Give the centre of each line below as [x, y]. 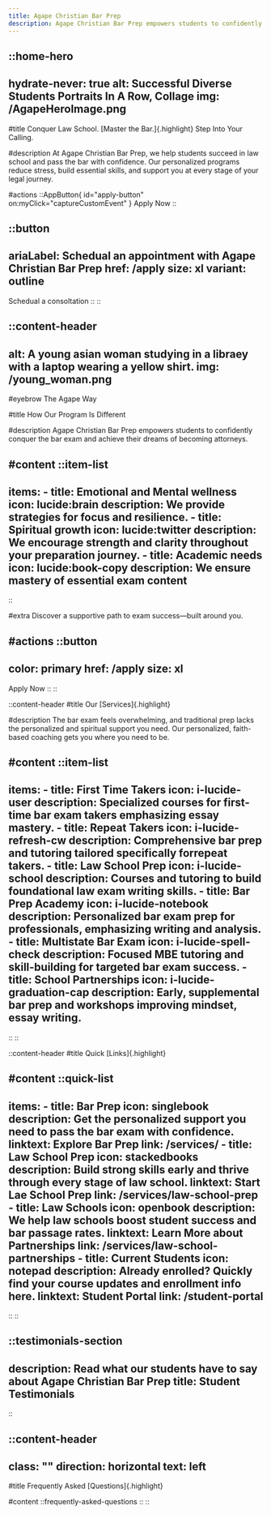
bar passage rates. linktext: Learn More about [126, 1233]
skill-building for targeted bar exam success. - [128, 967]
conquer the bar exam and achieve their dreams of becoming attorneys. [128, 439]
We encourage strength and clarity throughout [129, 543]
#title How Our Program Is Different [67, 415]
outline [26, 282]
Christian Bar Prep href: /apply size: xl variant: [127, 269]
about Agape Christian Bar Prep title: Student [125, 1381]
